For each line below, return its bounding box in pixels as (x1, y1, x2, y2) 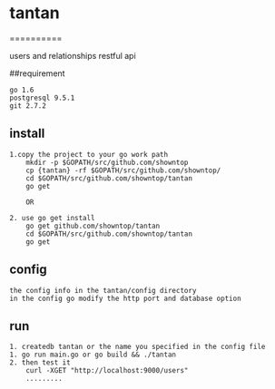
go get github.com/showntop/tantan (25, 221, 161, 230)
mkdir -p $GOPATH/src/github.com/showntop (25, 158, 189, 167)
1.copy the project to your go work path (9, 150, 169, 159)
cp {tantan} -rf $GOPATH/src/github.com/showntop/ (25, 166, 221, 175)
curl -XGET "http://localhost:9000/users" (25, 366, 189, 375)
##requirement (9, 67, 65, 79)
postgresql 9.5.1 (9, 93, 75, 102)
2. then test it (9, 358, 71, 367)
